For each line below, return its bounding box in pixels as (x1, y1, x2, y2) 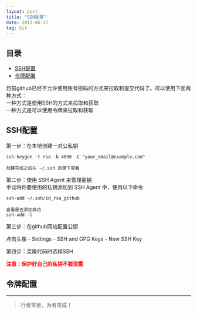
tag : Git (6, 25, 28, 31)
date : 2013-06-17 (6, 19, 49, 25)
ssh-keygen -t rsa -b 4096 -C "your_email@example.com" (6, 154, 145, 160)
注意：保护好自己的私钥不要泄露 (6, 260, 83, 267)
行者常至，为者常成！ (20, 301, 72, 308)
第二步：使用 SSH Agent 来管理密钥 (6, 176, 92, 183)
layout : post (6, 8, 38, 15)
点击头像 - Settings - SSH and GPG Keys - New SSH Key (6, 235, 142, 242)
